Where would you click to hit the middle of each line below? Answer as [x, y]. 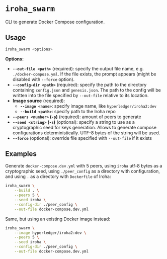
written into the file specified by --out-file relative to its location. [80, 95]
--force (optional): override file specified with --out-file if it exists [82, 138]
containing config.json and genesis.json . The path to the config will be [87, 90]
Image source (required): [39, 101]
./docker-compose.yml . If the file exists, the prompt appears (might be [84, 74]
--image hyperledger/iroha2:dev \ [50, 233]
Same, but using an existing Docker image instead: [58, 219]
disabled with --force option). [44, 79]
